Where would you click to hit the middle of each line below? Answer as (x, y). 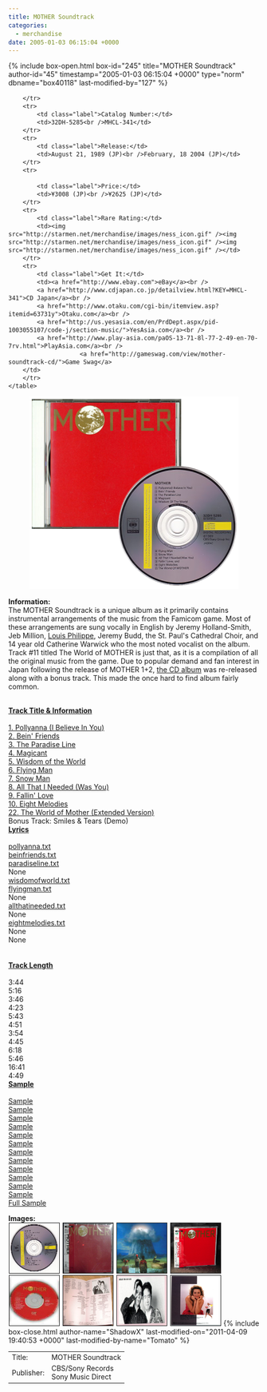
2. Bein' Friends (34, 736)
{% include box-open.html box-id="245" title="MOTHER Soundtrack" (122, 66)
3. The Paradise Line (42, 745)
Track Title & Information (50, 710)
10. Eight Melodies (38, 804)
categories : (28, 25)
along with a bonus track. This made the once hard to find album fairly (124, 678)
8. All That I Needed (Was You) (59, 787)
